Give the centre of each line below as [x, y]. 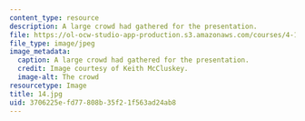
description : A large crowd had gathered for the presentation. [133, 26]
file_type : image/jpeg [52, 43]
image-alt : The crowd [59, 77]
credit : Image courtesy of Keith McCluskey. [103, 69]
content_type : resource [54, 18]
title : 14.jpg [36, 94]
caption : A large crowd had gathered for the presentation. [133, 60]
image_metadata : [40, 52]
